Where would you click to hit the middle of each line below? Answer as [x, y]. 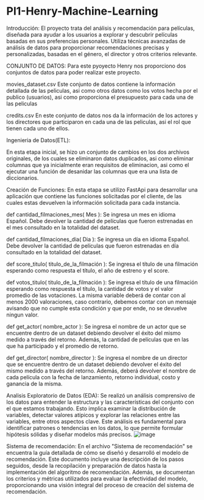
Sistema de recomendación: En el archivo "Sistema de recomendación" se [100, 446]
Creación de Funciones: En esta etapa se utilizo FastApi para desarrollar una [102, 190]
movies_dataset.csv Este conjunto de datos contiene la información [91, 84]
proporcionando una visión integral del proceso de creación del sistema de [100, 485]
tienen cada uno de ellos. [38, 128]
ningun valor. [23, 315]
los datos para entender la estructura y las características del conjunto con [100, 402]
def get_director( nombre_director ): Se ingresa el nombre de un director [97, 357]
